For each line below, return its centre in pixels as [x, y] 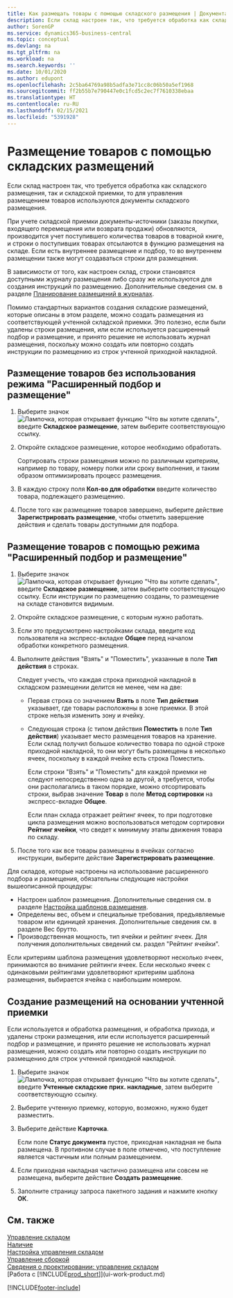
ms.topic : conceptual [38, 40]
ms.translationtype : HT [42, 98]
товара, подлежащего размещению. [71, 496]
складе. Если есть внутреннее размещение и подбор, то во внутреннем [114, 250]
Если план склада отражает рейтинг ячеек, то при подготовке [120, 815]
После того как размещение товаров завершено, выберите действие [120, 510]
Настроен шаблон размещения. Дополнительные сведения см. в [114, 900]
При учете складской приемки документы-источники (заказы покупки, [113, 221]
